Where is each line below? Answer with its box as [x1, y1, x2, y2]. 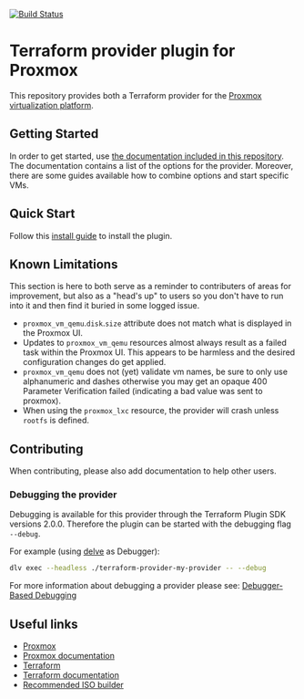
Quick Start [9, 206, 76, 222]
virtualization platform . [9, 99, 94, 110]
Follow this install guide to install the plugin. [9, 230, 173, 241]
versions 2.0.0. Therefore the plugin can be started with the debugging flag [9, 518, 291, 529]
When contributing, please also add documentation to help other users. [9, 465, 277, 476]
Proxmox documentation [22, 651, 116, 662]
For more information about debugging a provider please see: [9, 580, 240, 591]
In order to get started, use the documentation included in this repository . [9, 151, 285, 162]
